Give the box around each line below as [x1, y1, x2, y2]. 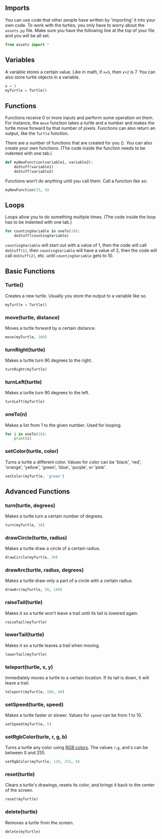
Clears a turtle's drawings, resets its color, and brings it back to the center [5, 782, 155, 788]
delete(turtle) [5, 809, 38, 815]
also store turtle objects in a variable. [5, 74, 80, 80]
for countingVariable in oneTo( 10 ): [5, 229, 80, 234]
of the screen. [5, 787, 33, 793]
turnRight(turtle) [5, 346, 46, 353]
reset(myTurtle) [5, 797, 38, 802]
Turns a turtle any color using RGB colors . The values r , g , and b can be [5, 745, 148, 751]
